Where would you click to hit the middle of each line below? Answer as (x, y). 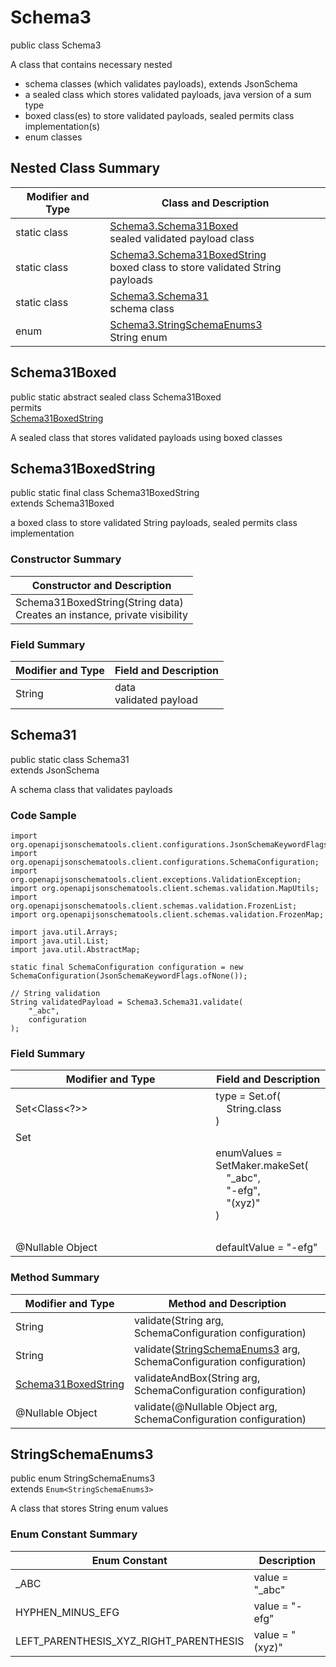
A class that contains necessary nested (91, 64)
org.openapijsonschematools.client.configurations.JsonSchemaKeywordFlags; (171, 845)
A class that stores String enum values (89, 1508)
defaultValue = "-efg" (266, 1248)
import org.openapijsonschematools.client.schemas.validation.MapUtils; (165, 889)
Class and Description (215, 203)
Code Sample (43, 815)
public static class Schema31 (70, 759)
